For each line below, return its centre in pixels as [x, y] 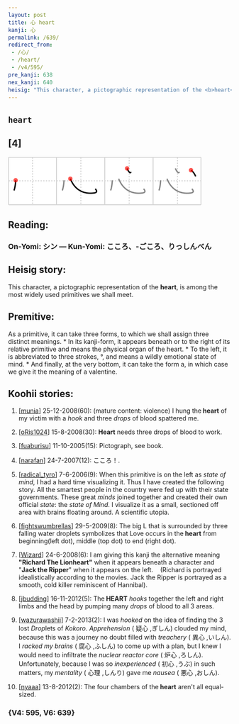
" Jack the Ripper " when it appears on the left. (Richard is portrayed [120, 570]
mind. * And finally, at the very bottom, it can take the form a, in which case [118, 364]
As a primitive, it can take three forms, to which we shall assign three [109, 334]
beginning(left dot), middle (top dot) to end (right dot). [97, 541]
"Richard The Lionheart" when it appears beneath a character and [116, 562]
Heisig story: [37, 270]
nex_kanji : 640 [30, 82]
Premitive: [32, 317]
